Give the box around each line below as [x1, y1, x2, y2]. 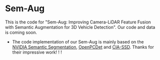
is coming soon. [5, 29, 38, 35]
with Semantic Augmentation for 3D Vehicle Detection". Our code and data [5, 24, 156, 30]
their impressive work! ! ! [12, 49, 62, 55]
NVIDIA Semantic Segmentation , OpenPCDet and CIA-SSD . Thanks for [12, 44, 154, 50]
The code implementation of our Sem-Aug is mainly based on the [12, 39, 144, 44]
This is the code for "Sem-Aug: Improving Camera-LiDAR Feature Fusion [5, 19, 151, 25]
